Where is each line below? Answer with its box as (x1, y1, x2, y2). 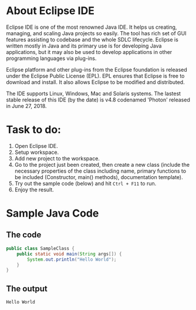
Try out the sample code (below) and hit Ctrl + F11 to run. (14, 180, 157, 187)
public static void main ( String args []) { (16, 251, 122, 257)
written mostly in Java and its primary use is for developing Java (6, 42, 162, 49)
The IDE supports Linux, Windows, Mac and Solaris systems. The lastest (6, 90, 181, 97)
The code (6, 230, 42, 240)
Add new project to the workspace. (14, 154, 100, 162)
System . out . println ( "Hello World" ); (27, 257, 117, 262)
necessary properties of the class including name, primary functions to (14, 167, 187, 174)
